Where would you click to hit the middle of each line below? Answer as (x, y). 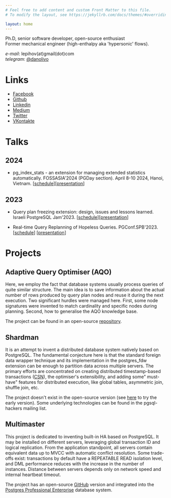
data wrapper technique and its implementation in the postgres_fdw (76, 360)
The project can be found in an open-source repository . (64, 321)
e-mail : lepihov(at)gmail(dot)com (40, 54)
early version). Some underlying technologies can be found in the (74, 403)
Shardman (22, 337)
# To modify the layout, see (36, 15)
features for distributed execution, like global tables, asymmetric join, (91, 382)
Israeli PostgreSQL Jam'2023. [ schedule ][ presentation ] (70, 217)
